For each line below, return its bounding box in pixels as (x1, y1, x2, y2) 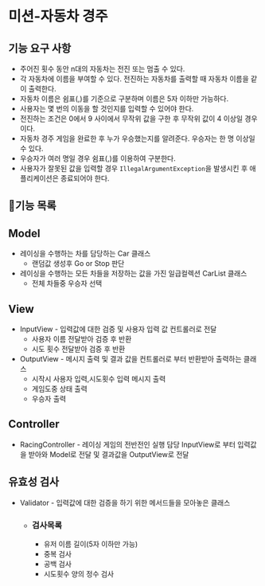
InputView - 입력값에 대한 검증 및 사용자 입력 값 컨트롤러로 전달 (19, 324, 217, 334)
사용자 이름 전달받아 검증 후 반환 (31, 334, 132, 344)
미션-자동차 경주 (8, 7, 109, 25)
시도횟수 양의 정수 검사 (43, 568, 115, 578)
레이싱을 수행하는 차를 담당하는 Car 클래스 (19, 248, 151, 259)
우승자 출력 (31, 394, 66, 404)
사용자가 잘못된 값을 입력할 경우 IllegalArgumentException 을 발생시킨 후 (19, 164, 248, 173)
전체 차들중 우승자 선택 (31, 279, 103, 288)
